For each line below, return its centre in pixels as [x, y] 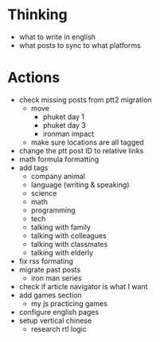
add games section [51, 295]
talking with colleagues [68, 235]
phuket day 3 [64, 125]
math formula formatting [59, 159]
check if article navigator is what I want [83, 286]
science [44, 193]
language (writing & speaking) [80, 185]
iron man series [56, 278]
